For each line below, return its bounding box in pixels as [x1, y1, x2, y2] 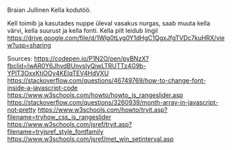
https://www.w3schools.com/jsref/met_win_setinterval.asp [7, 135, 174, 143]
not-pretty [7, 106, 37, 114]
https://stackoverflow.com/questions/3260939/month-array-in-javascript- [7, 98, 219, 106]
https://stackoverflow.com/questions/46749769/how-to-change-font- [7, 76, 206, 85]
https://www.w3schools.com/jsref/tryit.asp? [7, 120, 133, 128]
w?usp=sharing [7, 41, 52, 49]
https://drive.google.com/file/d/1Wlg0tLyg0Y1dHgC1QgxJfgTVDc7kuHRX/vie [7, 34, 225, 42]
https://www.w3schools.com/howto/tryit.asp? [37, 106, 168, 114]
